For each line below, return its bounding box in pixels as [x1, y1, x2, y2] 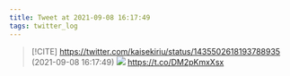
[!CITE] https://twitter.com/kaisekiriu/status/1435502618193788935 [31, 46, 281, 56]
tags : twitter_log [9, 21, 78, 30]
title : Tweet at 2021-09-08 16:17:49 [9, 13, 151, 22]
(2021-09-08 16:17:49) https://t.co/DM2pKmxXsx [31, 56, 224, 67]
